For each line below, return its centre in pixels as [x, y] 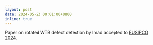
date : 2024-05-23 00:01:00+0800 [38, 14]
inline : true [19, 19]
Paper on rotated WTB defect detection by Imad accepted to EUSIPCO [76, 33]
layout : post [19, 10]
